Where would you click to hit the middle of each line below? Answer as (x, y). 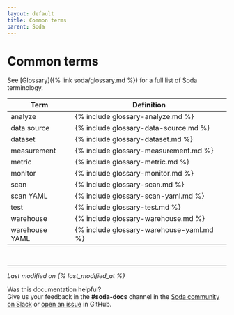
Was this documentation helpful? (54, 289)
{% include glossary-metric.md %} (132, 162)
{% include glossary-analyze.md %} (134, 117)
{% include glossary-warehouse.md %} (140, 219)
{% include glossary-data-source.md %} (142, 128)
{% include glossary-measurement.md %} (144, 151)
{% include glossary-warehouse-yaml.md (144, 230)
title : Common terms (37, 20)
